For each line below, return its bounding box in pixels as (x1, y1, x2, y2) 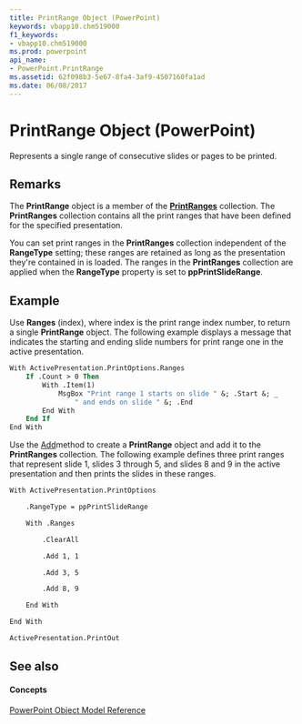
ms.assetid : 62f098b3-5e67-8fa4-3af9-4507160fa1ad (9, 73, 206, 82)
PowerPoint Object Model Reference (9, 704, 146, 715)
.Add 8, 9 (42, 584, 79, 594)
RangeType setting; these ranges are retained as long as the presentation (9, 247, 286, 258)
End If (25, 415, 51, 424)
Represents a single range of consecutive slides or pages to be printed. (9, 150, 277, 161)
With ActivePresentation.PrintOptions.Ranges (9, 364, 185, 373)
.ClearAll (42, 535, 79, 544)
